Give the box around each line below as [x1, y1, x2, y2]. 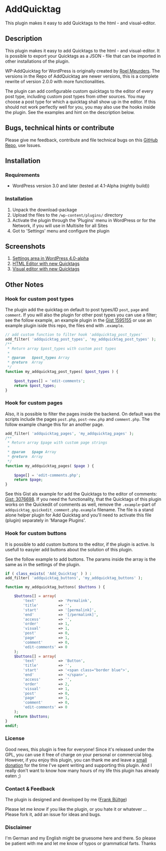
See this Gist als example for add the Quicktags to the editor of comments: [5, 491, 158, 497]
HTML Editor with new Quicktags [12, 260, 80, 267]
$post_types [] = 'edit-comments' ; [14, 378, 85, 383]
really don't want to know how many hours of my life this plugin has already [5, 767, 160, 773]
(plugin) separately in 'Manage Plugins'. [5, 517, 86, 523]
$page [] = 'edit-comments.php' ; [14, 473, 81, 478]
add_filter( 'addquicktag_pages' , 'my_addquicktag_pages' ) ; [5, 431, 134, 436]
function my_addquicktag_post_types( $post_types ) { [5, 369, 119, 374]
